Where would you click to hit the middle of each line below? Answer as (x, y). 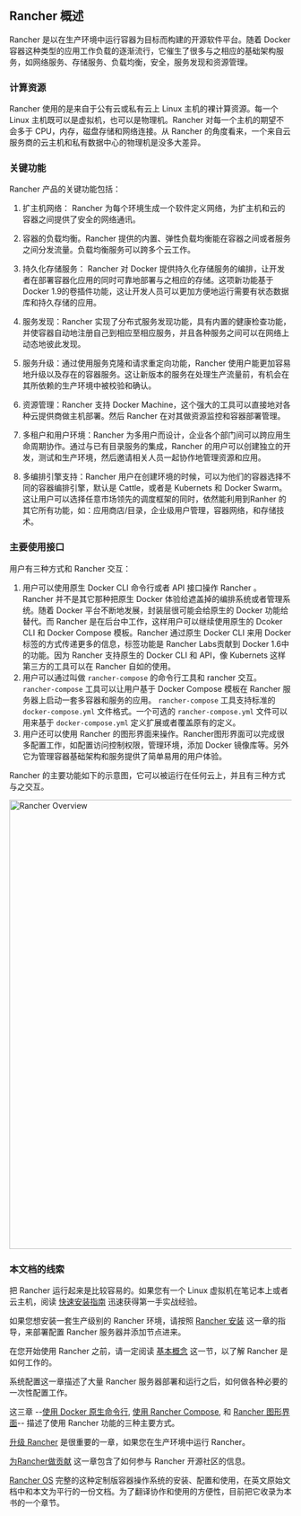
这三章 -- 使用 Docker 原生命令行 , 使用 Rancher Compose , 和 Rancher (137, 1412)
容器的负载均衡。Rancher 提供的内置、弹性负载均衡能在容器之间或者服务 (156, 239)
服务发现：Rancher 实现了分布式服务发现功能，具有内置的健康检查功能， (156, 322)
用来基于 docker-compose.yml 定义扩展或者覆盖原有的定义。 (131, 723)
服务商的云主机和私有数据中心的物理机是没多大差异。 (107, 143)
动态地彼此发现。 (54, 344)
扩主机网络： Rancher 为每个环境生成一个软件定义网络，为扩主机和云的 (154, 208)
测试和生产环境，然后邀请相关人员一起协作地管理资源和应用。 (152, 457)
